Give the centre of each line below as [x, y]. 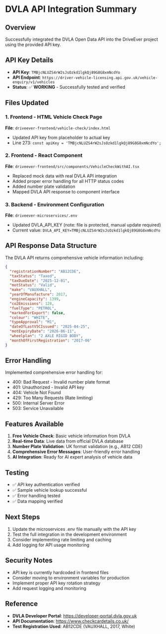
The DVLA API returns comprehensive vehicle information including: [75, 258]
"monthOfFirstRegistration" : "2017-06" [51, 341]
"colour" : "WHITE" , [30, 317]
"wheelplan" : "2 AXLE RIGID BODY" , [46, 336]
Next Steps [23, 517]
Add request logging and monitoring [49, 588]
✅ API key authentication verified [46, 485]
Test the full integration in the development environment [70, 534]
